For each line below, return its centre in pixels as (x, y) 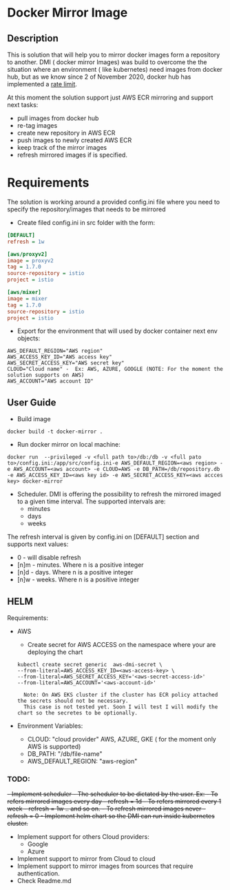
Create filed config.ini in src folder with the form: (86, 222)
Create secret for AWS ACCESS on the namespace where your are (122, 645)
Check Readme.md (44, 881)
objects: (29, 338)
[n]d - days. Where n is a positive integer (75, 572)
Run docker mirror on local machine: (69, 445)
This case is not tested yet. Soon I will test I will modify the (121, 707)
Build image (34, 419)
